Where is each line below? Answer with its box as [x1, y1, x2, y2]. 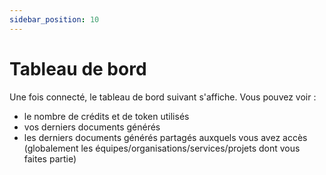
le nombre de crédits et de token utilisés [23, 110, 190, 122]
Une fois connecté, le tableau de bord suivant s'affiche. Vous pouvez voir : [9, 91, 317, 103]
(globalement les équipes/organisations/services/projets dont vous [23, 142, 301, 154]
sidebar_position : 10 [9, 14, 100, 25]
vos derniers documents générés [23, 121, 161, 133]
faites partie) [23, 152, 77, 165]
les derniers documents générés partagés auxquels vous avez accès [23, 131, 308, 143]
